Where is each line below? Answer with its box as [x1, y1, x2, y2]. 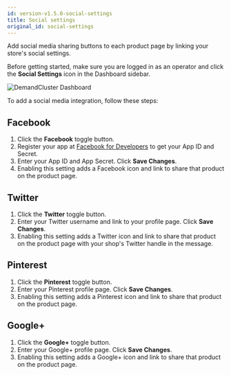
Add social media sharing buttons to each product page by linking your [7, 42, 209, 50]
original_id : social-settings [7, 23, 94, 30]
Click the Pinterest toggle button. [17, 278, 112, 286]
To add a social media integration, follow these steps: [7, 97, 159, 105]
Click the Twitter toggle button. [17, 210, 107, 218]
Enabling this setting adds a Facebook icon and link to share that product [17, 164, 225, 173]
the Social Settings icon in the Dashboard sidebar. [7, 70, 150, 78]
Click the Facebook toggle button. [17, 135, 115, 144]
